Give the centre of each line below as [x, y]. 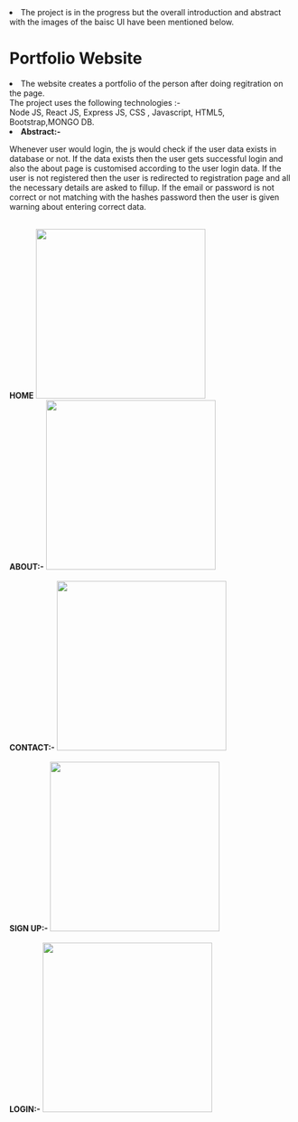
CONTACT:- [33, 747]
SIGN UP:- [29, 928]
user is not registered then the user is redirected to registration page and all [150, 177]
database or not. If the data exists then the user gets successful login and [146, 158]
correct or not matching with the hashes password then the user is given [144, 197]
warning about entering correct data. [78, 206]
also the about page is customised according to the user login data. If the [145, 168]
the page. [27, 93]
